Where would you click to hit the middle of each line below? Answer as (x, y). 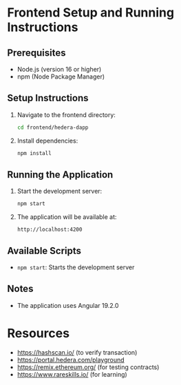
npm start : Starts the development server (76, 267)
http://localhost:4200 (50, 230)
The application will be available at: (67, 217)
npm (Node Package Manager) (61, 76)
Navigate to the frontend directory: (66, 114)
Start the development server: (60, 191)
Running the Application (60, 175)
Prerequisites (36, 53)
